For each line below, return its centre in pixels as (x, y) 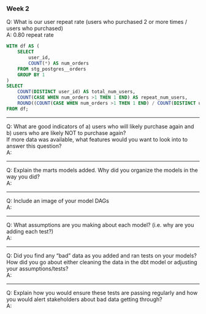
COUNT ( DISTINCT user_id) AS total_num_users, (77, 92)
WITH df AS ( (23, 46)
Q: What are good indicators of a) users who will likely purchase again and (100, 126)
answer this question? (34, 146)
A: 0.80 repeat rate (30, 35)
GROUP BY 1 (31, 75)
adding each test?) (30, 231)
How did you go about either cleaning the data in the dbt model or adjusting (102, 262)
